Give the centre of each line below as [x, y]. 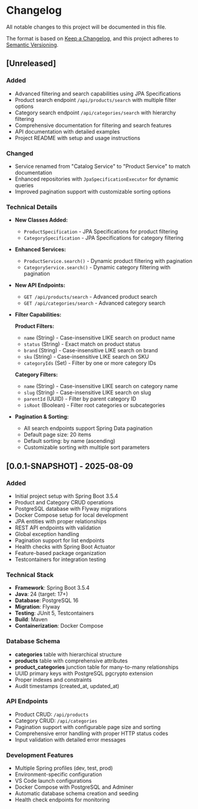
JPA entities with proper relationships [61, 521]
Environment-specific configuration [58, 774]
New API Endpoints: [40, 285]
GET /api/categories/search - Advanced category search [95, 303]
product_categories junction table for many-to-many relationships [97, 667]
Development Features [40, 755]
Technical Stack [30, 575]
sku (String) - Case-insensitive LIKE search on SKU [86, 357]
